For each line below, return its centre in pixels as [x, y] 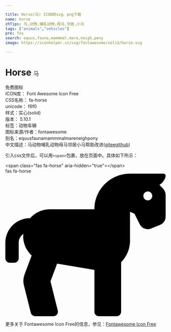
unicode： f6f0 [21, 106]
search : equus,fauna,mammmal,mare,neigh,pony [54, 38]
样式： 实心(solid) [23, 113]
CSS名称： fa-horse [26, 100]
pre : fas [15, 34]
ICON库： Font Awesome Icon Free [42, 93]
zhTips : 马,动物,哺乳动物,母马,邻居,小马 [45, 24]
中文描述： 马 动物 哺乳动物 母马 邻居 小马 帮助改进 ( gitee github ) [68, 144]
